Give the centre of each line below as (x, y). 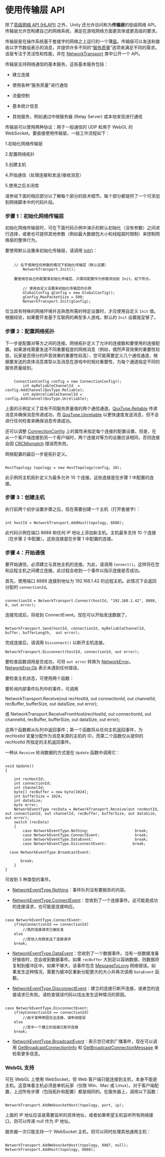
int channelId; (29, 788)
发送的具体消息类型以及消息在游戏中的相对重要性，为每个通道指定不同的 (87, 361)
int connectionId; (33, 783)
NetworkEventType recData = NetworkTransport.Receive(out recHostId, (87, 809)
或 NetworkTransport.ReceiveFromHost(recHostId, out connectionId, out (78, 714)
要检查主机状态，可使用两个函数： (40, 679)
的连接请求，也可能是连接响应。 (44, 907)
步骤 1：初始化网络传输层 (34, 216)
